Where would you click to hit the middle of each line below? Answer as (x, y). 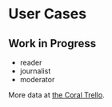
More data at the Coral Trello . (57, 95)
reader (31, 62)
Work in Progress (52, 44)
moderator (37, 79)
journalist (35, 71)
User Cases (47, 14)
